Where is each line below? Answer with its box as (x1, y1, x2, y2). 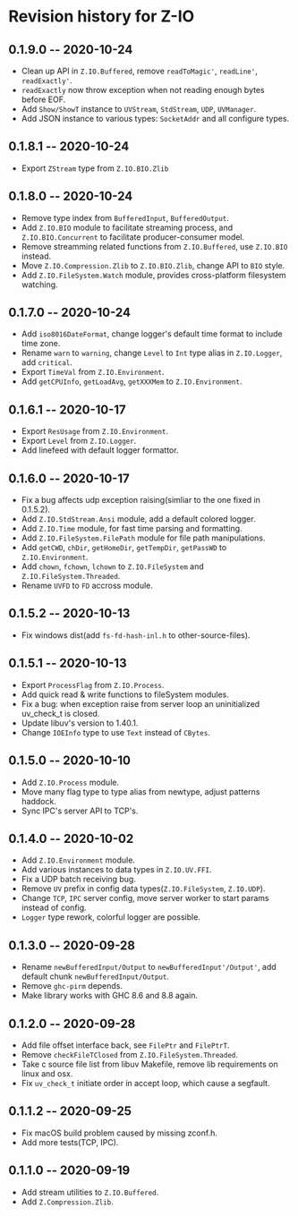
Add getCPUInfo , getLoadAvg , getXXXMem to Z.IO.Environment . (21, 376, 243, 387)
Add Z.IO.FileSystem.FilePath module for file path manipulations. (21, 532, 266, 543)
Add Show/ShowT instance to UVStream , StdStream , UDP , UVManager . (21, 104, 257, 114)
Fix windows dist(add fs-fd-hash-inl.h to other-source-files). (21, 629, 251, 641)
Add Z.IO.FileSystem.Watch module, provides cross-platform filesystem (21, 269, 287, 280)
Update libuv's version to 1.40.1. (21, 718, 139, 728)
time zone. (21, 338, 61, 349)
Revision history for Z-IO (8, 6, 195, 27)
